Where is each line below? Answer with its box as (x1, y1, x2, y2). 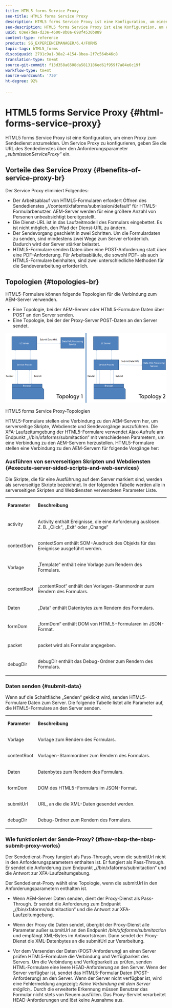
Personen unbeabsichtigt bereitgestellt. (12, 213, 96, 220)
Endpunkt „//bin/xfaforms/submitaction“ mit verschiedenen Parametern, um (5, 434, 165, 440)
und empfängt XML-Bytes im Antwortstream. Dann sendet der (12, 933, 144, 939)
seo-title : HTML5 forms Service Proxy (5, 13, 88, 19)
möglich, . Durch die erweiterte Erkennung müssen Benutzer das (12, 986, 148, 992)
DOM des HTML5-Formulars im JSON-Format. (37, 784, 137, 791)
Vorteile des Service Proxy (5, 166, 92, 174)
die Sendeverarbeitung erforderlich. (12, 263, 89, 269)
